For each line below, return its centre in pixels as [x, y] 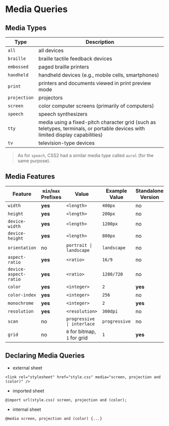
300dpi [110, 311]
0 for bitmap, [81, 331]
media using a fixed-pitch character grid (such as [97, 122]
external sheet [27, 368]
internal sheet [27, 409]
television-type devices [67, 143]
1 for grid [77, 337]
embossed [18, 67]
